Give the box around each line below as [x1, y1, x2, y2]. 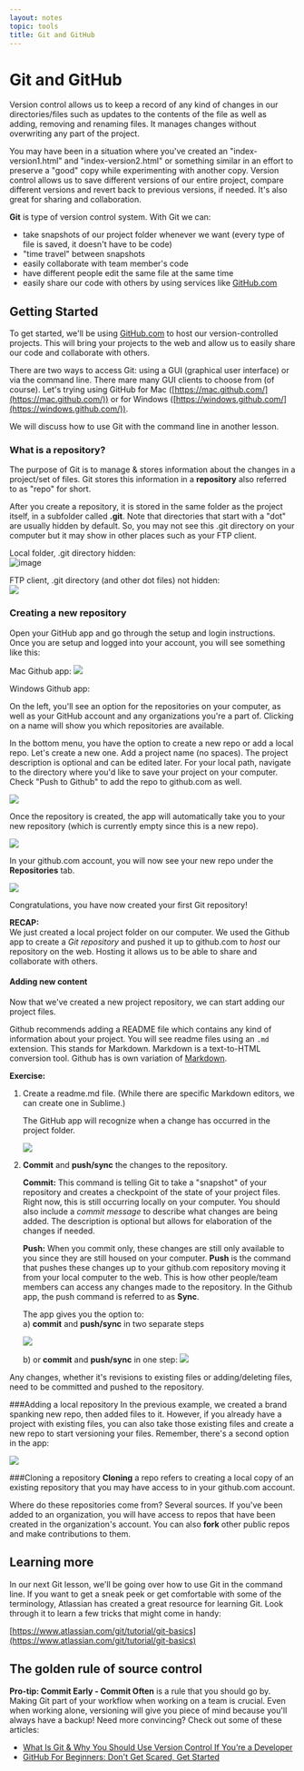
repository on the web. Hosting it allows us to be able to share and [9, 945, 258, 956]
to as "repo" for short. [9, 483, 92, 495]
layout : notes [9, 13, 64, 23]
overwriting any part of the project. [9, 128, 141, 139]
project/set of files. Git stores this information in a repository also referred [9, 474, 288, 485]
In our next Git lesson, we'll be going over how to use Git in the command [9, 1578, 283, 1589]
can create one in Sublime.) [22, 1097, 126, 1108]
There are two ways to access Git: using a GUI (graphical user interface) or [9, 365, 289, 376]
